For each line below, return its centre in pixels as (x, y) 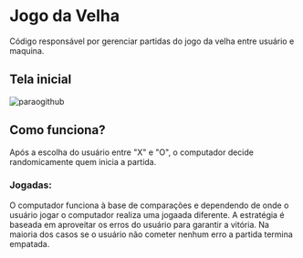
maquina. (27, 50)
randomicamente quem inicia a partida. (83, 161)
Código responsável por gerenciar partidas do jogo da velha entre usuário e (152, 41)
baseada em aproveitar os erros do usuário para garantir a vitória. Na (139, 224)
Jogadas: (31, 185)
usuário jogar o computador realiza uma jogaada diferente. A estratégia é (147, 214)
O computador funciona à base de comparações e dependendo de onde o (149, 205)
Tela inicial (41, 80)
